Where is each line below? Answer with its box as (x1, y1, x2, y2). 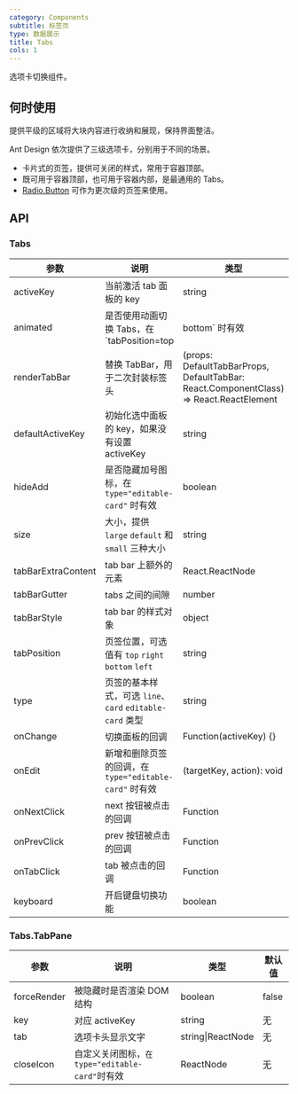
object (182, 611, 209, 623)
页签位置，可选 (105, 635, 168, 647)
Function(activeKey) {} (182, 730, 277, 742)
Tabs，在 (115, 323, 155, 335)
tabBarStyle (13, 611, 63, 623)
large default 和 (105, 528, 174, 541)
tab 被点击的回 (105, 859, 166, 871)
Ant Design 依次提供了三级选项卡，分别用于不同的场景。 (9, 144, 216, 154)
